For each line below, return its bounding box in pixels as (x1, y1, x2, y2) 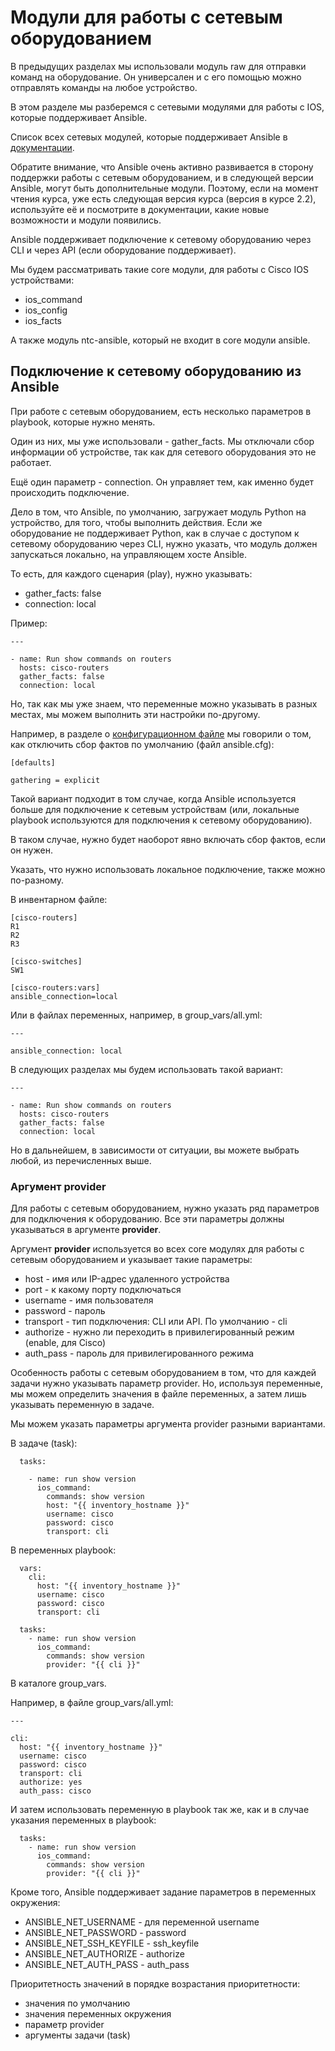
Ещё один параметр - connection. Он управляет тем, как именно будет (10, 476, 315, 488)
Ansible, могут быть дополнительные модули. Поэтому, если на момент (10, 182, 319, 194)
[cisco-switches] (10, 956, 83, 966)
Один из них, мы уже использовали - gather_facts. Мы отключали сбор (10, 435, 315, 447)
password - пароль (24, 1305, 106, 1317)
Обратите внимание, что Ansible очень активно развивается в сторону (10, 161, 314, 173)
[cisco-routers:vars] (10, 982, 101, 993)
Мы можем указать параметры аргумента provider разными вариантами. (10, 1418, 326, 1430)
